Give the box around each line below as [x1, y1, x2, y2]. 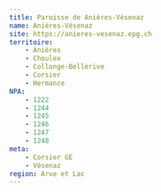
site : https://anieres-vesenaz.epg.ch [9, 29, 152, 38]
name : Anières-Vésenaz [9, 21, 93, 30]
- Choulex [25, 54, 62, 63]
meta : [9, 144, 29, 153]
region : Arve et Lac [9, 169, 86, 178]
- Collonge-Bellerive [25, 63, 104, 72]
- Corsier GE [25, 152, 73, 162]
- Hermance [25, 79, 65, 88]
